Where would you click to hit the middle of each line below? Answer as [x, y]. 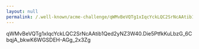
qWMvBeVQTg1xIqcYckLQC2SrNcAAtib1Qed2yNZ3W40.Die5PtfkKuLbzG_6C [99, 33]
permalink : [20, 17]
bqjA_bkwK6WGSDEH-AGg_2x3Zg [48, 40]
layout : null [22, 11]
